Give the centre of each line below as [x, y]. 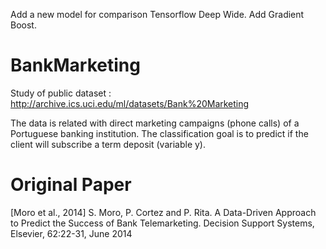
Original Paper [71, 185]
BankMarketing [75, 65]
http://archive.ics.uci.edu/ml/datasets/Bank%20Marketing [130, 103]
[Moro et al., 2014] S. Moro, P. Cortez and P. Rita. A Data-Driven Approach [163, 212]
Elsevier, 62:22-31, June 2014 [71, 233]
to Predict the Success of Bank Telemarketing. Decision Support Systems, [162, 223]
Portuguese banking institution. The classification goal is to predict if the [159, 133]
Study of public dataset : [61, 93]
